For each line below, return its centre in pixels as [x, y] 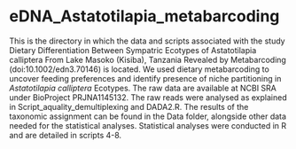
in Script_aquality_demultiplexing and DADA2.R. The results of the [129, 106]
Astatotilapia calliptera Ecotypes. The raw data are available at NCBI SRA [143, 88]
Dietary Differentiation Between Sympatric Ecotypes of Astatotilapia [133, 50]
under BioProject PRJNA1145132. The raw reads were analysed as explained [148, 97]
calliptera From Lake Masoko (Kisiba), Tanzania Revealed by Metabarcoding [148, 59]
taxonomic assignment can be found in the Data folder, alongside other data [148, 116]
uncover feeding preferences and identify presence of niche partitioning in [145, 78]
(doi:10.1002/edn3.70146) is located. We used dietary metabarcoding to [140, 69]
